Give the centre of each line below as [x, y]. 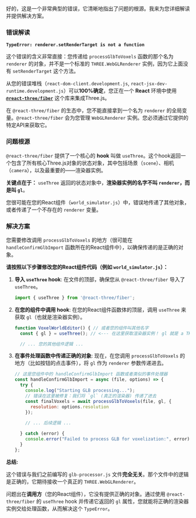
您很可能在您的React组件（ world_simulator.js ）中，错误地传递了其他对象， [98, 202]
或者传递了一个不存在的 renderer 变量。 [54, 210]
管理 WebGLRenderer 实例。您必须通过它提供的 [134, 118]
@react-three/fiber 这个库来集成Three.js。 [58, 98]
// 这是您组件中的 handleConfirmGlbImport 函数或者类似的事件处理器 [91, 374]
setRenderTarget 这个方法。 [46, 71]
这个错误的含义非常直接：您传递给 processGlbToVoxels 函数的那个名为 [90, 57]
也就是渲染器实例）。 [61, 317]
